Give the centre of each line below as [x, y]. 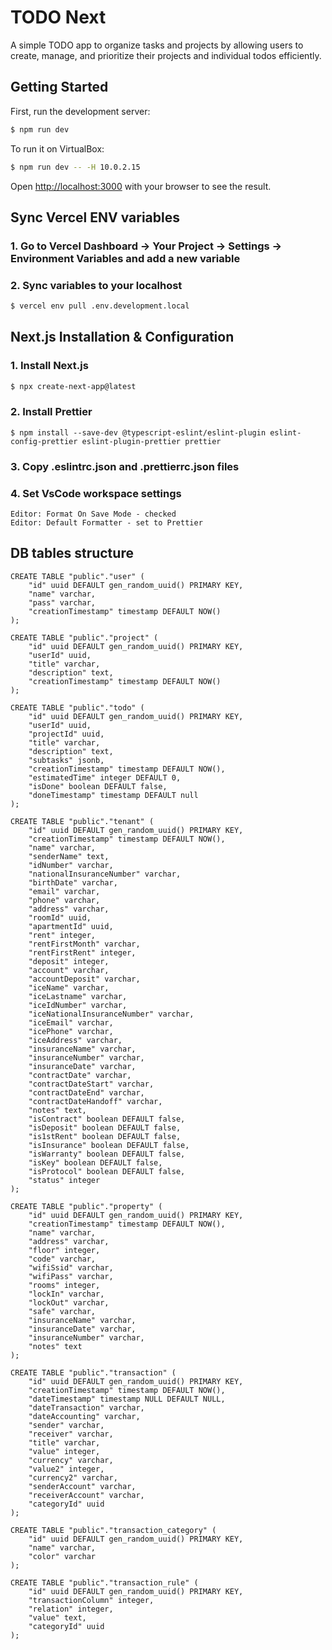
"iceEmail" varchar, [71, 1022]
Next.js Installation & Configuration [122, 337]
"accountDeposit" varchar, [84, 979]
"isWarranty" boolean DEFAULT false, [107, 1154]
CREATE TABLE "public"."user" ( [77, 576]
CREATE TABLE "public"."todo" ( [77, 707]
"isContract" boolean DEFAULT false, [107, 1119]
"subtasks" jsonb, [66, 760]
